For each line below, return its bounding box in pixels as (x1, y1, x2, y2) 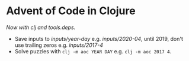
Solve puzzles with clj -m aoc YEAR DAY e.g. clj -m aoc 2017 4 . (14, 47, 172, 54)
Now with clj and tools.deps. (6, 24, 76, 31)
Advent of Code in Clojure (6, 4, 136, 18)
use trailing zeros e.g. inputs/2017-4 (14, 41, 104, 49)
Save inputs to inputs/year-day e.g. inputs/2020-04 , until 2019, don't (14, 35, 184, 42)
